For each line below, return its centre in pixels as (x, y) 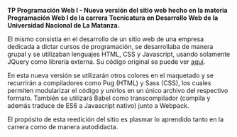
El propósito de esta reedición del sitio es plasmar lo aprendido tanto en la (116, 119)
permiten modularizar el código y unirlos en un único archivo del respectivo (118, 91)
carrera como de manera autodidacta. (63, 127)
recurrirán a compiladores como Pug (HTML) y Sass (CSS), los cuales (109, 83)
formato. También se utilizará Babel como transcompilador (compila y (109, 98)
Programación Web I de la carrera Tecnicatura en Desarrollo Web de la (113, 18)
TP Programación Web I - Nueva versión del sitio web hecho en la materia (118, 10)
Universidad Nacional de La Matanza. (64, 25)
